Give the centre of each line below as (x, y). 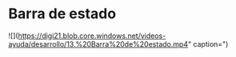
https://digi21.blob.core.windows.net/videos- (92, 36)
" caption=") (208, 44)
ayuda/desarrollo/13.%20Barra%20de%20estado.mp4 (98, 44)
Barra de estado (62, 14)
